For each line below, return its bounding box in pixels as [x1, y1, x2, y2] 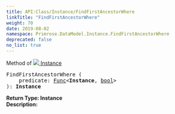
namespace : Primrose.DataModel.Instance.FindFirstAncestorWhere [6, 31, 170, 37]
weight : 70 [6, 20, 33, 26]
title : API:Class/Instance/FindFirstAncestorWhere [6, 8, 135, 15]
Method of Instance [6, 59, 62, 67]
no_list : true [6, 43, 42, 49]
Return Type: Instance [6, 94, 63, 101]
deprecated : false [6, 37, 52, 43]
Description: [6, 100, 38, 108]
